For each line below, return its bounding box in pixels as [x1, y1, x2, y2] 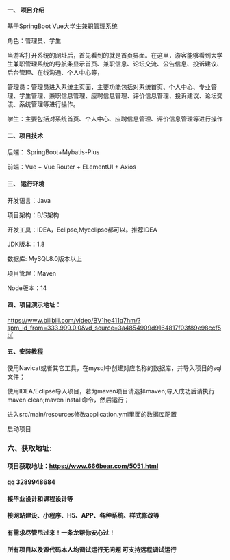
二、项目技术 [7, 132, 43, 140]
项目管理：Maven [7, 269, 57, 277]
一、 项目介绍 [7, 5, 45, 14]
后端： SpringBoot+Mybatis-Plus [7, 148, 100, 156]
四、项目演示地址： [7, 301, 62, 309]
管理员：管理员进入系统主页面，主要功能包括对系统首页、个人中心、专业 [7, 83, 211, 91]
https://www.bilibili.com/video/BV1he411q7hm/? [7, 316, 141, 324]
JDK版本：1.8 [7, 240, 45, 248]
